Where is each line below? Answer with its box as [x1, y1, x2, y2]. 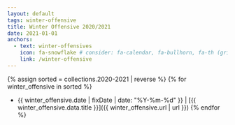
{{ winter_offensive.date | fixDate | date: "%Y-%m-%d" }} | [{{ [17, 96, 197, 104]
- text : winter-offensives [13, 43, 92, 50]
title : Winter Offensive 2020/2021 [7, 23, 111, 30]
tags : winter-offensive [7, 17, 77, 24]
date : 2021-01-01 [7, 29, 58, 37]
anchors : [7, 36, 33, 43]
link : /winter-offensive [20, 56, 92, 63]
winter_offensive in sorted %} [7, 82, 92, 91]
